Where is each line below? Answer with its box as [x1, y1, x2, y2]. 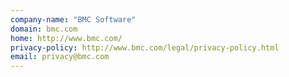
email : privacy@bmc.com [10, 52, 110, 62]
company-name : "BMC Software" [10, 14, 137, 25]
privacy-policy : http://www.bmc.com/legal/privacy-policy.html [10, 42, 280, 53]
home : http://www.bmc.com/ [10, 33, 123, 43]
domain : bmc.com [10, 24, 78, 34]
